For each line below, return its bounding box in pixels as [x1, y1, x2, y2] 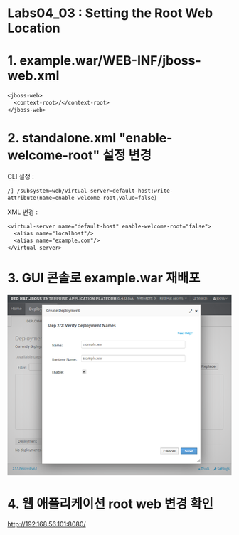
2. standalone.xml [7, 130, 117, 147]
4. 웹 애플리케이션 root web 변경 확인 [7, 496, 213, 512]
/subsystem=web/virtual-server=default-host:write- [16, 187, 174, 195]
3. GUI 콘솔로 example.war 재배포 [7, 270, 201, 286]
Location [7, 20, 60, 36]
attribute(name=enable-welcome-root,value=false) [7, 194, 158, 202]
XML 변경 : [7, 208, 38, 216]
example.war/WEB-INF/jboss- [19, 53, 201, 69]
